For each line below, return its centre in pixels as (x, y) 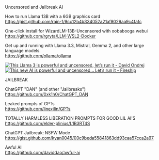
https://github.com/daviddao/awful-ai (42, 152)
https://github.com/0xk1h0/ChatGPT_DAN (47, 94)
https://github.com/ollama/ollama (38, 56)
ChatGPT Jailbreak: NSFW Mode (38, 133)
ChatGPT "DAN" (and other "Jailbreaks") (45, 89)
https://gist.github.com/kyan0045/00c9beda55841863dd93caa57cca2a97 (79, 138)
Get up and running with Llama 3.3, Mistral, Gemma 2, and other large (75, 45)
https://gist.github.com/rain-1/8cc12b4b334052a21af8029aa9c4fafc (73, 22)
